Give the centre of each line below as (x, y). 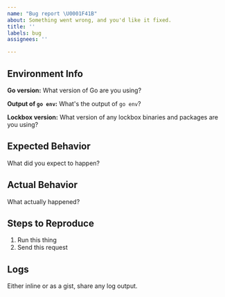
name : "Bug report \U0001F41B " (52, 14)
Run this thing (37, 240)
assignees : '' (28, 40)
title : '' (21, 26)
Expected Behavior (49, 146)
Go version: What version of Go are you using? (74, 90)
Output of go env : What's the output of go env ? (74, 103)
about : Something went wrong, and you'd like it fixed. (89, 20)
